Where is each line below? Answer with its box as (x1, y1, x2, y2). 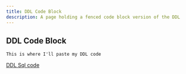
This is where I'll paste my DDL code (6, 51, 101, 58)
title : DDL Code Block (6, 8, 62, 15)
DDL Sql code (6, 62, 40, 69)
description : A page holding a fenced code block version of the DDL (6, 14, 181, 20)
